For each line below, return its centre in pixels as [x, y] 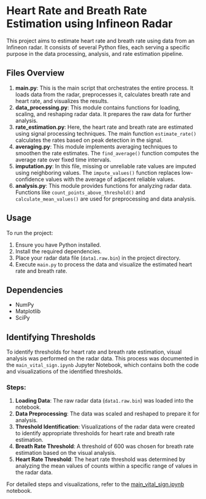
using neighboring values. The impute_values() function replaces [98, 172]
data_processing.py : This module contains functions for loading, [98, 107]
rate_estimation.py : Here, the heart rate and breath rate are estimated [104, 127]
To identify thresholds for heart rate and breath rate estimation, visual [94, 352]
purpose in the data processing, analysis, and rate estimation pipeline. [95, 53]
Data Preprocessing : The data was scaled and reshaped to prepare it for [107, 414]
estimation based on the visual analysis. [66, 453]
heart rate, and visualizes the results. [62, 101]
